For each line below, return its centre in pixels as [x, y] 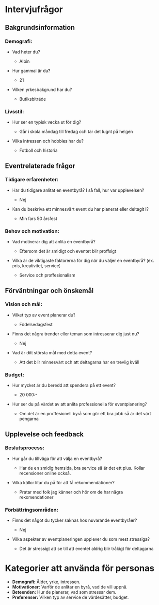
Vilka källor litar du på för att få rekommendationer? [63, 482]
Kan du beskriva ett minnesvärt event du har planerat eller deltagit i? [80, 209]
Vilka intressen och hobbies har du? [48, 141]
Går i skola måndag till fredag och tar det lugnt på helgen [76, 132]
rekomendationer [36, 497]
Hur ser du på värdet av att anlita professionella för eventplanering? [79, 404]
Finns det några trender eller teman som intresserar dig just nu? [76, 334]
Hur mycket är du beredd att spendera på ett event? [64, 385]
